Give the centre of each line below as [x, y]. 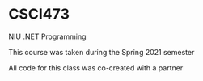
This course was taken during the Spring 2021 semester [101, 52]
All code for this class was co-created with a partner [96, 68]
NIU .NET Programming [47, 36]
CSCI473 [39, 14]
